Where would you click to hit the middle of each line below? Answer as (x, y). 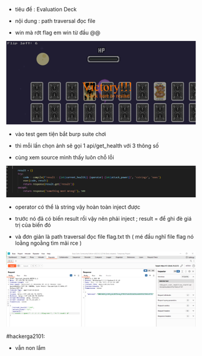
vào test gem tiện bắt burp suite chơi (60, 134)
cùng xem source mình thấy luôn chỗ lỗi (64, 158)
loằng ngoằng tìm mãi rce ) (48, 243)
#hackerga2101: (26, 336)
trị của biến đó (33, 225)
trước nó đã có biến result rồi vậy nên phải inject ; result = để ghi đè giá (103, 218)
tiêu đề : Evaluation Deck (46, 9)
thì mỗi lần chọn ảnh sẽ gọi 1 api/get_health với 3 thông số (87, 146)
